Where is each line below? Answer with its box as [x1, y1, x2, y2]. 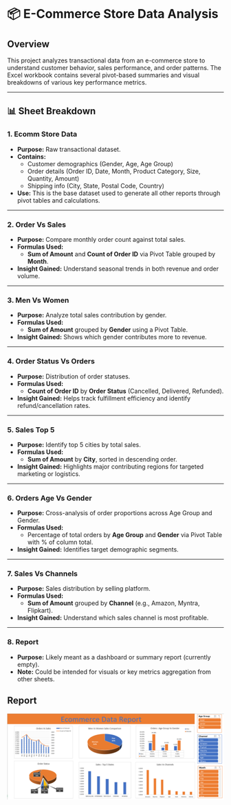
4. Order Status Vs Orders [7, 356, 95, 366]
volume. [16, 271, 40, 280]
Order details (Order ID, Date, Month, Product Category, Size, [27, 167, 201, 175]
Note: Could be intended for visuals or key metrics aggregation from [16, 668, 212, 676]
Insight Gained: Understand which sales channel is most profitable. [16, 613, 209, 622]
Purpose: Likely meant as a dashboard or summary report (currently [16, 653, 211, 661]
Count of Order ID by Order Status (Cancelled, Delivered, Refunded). [27, 387, 224, 395]
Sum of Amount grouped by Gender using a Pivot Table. [27, 326, 188, 334]
